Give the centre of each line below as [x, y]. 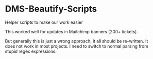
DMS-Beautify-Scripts [51, 9]
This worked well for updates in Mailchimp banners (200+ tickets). [72, 31]
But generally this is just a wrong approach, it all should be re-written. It [76, 41]
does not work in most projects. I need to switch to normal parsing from [77, 46]
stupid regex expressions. [31, 51]
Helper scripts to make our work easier [44, 22]
